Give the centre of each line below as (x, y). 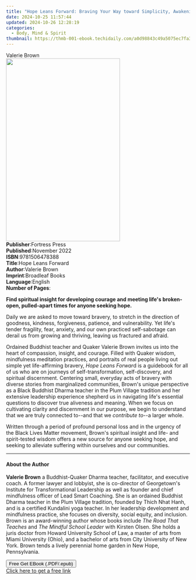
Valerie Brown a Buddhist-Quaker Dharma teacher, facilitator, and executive (97, 477)
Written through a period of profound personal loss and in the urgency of (94, 427)
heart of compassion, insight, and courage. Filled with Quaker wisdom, (91, 353)
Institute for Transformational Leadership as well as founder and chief (90, 490)
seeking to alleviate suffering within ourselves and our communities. (88, 445)
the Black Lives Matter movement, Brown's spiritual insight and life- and (92, 433)
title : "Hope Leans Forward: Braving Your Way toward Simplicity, (88, 11)
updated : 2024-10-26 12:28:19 (43, 22)
